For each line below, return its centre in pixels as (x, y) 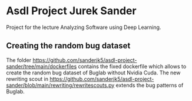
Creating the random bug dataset (68, 46)
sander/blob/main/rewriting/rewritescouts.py (60, 85)
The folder (19, 60)
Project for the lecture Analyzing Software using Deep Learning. (84, 27)
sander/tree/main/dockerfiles (42, 66)
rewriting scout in (27, 79)
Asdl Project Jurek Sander (71, 11)
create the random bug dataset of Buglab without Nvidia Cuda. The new (93, 73)
